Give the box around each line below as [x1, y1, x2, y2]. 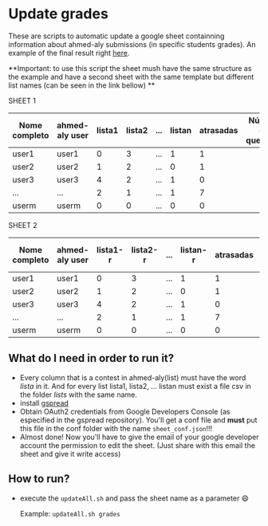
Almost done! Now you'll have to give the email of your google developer [19, 432, 259, 442]
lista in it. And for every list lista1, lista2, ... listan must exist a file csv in [19, 381, 251, 391]
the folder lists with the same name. [19, 390, 138, 399]
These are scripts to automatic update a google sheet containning [8, 31, 225, 41]
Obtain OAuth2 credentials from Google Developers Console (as [19, 406, 231, 416]
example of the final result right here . [8, 48, 130, 57]
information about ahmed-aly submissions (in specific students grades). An [8, 39, 257, 49]
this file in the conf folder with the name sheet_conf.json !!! [19, 423, 213, 433]
